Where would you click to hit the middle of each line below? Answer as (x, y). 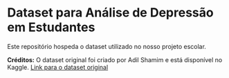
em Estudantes (51, 27)
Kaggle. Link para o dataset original (58, 67)
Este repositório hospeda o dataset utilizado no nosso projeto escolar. (107, 46)
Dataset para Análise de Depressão (110, 13)
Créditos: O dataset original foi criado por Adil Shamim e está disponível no (115, 59)
